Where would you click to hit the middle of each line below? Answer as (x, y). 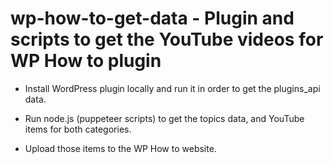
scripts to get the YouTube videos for (167, 39)
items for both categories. (78, 129)
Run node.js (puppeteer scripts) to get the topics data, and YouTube (164, 118)
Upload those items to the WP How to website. (120, 148)
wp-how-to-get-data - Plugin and (152, 18)
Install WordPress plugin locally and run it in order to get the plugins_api (172, 88)
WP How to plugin (86, 61)
